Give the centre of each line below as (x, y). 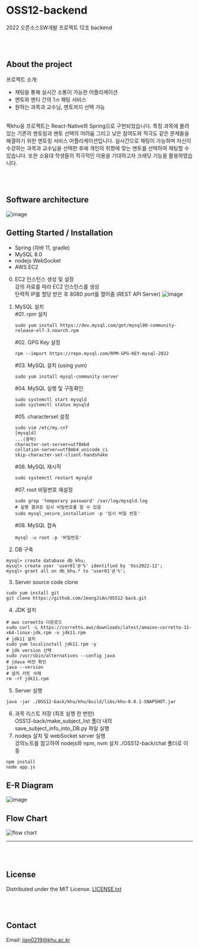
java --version (25, 668)
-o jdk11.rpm (70, 633)
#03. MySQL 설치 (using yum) (51, 365)
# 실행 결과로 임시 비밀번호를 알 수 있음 (58, 507)
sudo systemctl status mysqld (52, 405)
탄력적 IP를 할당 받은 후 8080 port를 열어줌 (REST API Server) (88, 294)
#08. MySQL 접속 (36, 526)
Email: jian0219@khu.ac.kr (38, 939)
